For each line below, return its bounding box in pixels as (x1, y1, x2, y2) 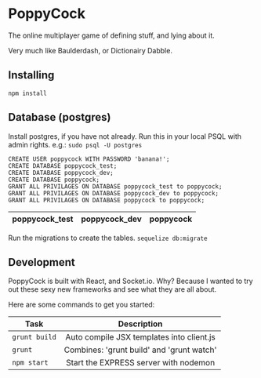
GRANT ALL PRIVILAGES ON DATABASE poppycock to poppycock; (8, 196, 205, 204)
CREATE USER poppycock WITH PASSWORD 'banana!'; (8, 154, 170, 163)
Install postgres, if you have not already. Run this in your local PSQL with (8, 131, 241, 141)
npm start (12, 358, 49, 367)
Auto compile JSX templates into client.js (65, 332, 216, 343)
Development (8, 256, 76, 269)
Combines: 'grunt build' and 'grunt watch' (63, 344, 217, 355)
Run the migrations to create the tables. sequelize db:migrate (8, 233, 208, 242)
